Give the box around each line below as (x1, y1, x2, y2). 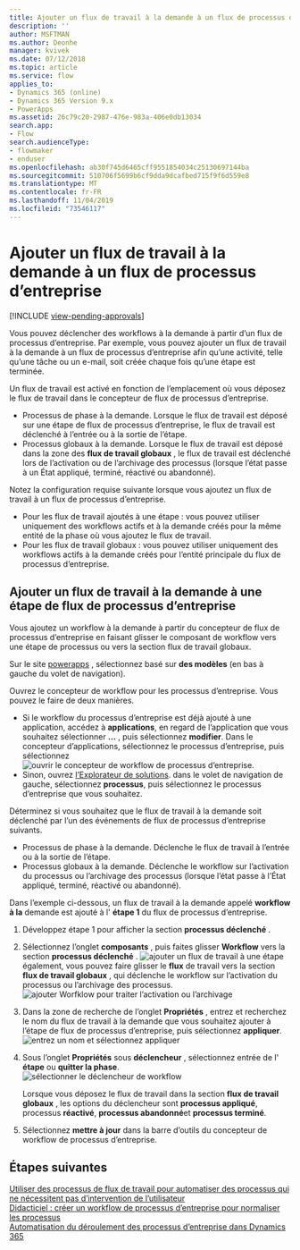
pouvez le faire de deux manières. (9, 695, 135, 705)
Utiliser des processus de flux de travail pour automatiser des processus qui (9, 1184, 290, 1195)
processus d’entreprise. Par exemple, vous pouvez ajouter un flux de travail (9, 337, 287, 348)
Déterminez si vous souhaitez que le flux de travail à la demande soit (9, 806, 262, 816)
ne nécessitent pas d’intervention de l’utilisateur (9, 1193, 186, 1204)
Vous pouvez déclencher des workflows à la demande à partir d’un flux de (9, 327, 283, 338)
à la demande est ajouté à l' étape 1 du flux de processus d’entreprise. (9, 907, 268, 917)
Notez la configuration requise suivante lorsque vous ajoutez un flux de (9, 484, 272, 494)
